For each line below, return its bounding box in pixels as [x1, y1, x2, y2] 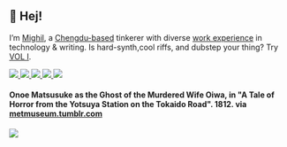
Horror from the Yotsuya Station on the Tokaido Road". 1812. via [9, 99, 247, 110]
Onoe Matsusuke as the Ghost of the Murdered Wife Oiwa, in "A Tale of [9, 89, 276, 100]
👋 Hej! [9, 9, 42, 24]
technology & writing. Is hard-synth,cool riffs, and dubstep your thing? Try [9, 42, 279, 52]
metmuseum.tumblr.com [9, 108, 103, 120]
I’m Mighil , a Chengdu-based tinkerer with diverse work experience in [9, 32, 262, 43]
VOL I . [9, 50, 32, 62]
